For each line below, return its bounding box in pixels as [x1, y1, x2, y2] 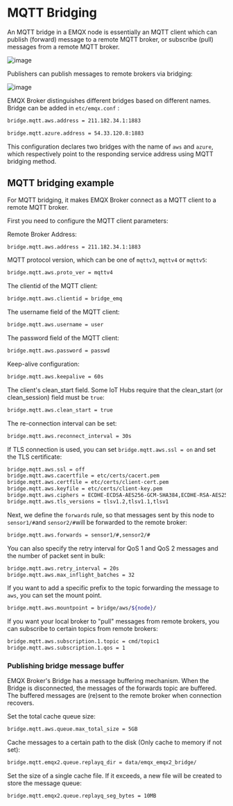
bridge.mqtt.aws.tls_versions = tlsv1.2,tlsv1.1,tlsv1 [7, 498, 169, 505]
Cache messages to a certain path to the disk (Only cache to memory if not [7, 738, 222, 747]
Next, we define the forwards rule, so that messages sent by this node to [7, 510, 215, 519]
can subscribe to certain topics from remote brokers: [7, 625, 158, 633]
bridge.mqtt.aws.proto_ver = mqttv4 [7, 269, 113, 276]
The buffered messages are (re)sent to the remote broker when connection [7, 691, 222, 700]
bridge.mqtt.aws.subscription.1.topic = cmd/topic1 [7, 638, 159, 645]
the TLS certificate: [7, 453, 62, 461]
